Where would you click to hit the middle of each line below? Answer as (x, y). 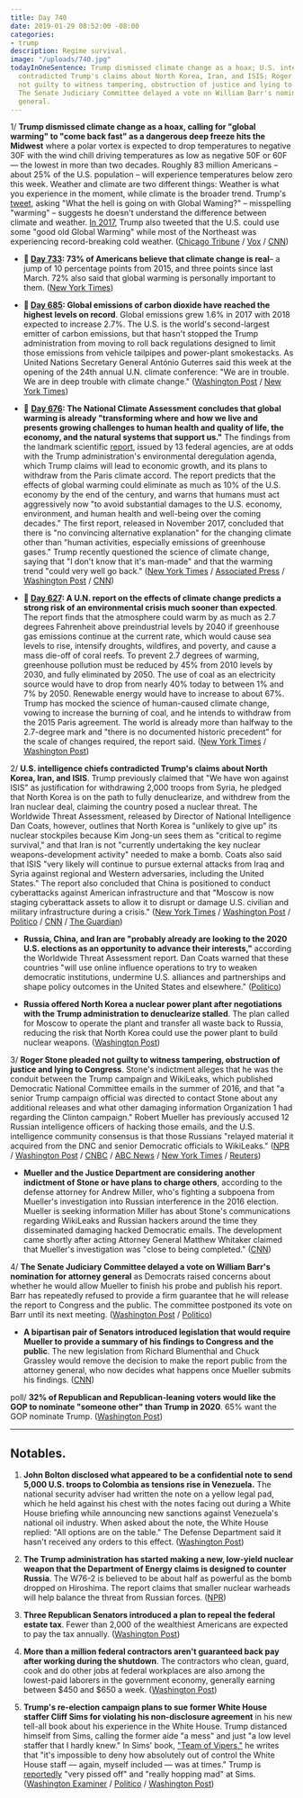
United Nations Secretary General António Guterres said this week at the (157, 363)
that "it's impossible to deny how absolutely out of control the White (149, 1755)
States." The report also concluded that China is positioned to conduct (140, 884)
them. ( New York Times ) (68, 288)
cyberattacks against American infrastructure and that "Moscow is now (143, 893)
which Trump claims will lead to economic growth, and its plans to (145, 466)
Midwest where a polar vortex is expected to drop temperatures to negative (151, 146)
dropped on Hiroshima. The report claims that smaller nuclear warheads (156, 1588)
